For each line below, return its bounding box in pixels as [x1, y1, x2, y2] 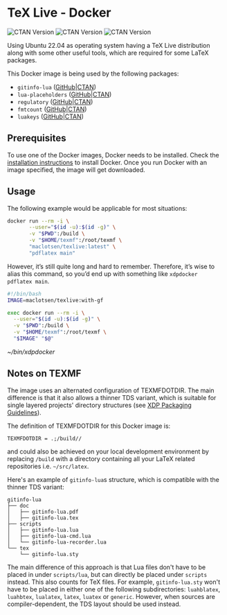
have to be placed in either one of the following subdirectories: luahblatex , [7, 584, 221, 594]
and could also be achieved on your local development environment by [7, 447, 210, 456]
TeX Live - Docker [7, 5, 111, 21]
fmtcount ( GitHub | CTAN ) [17, 105, 87, 113]
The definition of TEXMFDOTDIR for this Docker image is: [7, 422, 171, 430]
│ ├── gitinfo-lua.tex [7, 514, 79, 521]
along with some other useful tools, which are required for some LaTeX [7, 49, 209, 57]
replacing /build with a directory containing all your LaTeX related [7, 454, 195, 462]
